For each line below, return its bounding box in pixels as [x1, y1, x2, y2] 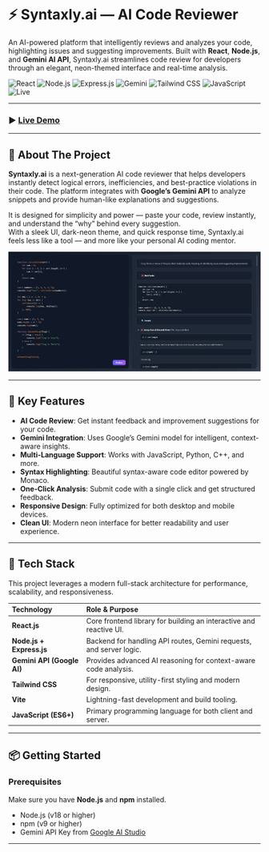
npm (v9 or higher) [19, 818, 82, 828]
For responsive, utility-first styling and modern [86, 675, 240, 685]
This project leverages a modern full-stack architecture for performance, [8, 578, 248, 588]
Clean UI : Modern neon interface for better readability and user [19, 517, 230, 528]
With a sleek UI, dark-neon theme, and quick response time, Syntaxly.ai [8, 227, 244, 237]
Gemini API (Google [11, 655, 79, 665]
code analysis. [86, 664, 134, 673]
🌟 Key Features [8, 395, 86, 408]
